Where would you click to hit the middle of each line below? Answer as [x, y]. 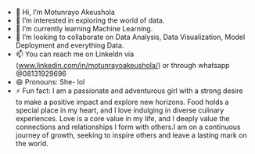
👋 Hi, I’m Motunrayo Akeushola [65, 12]
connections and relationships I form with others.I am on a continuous [128, 127]
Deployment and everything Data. [70, 45]
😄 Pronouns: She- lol [50, 82]
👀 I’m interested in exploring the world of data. [90, 20]
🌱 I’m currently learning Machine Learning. [84, 29]
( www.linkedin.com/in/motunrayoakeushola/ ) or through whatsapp [122, 65]
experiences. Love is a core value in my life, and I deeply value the [122, 118]
